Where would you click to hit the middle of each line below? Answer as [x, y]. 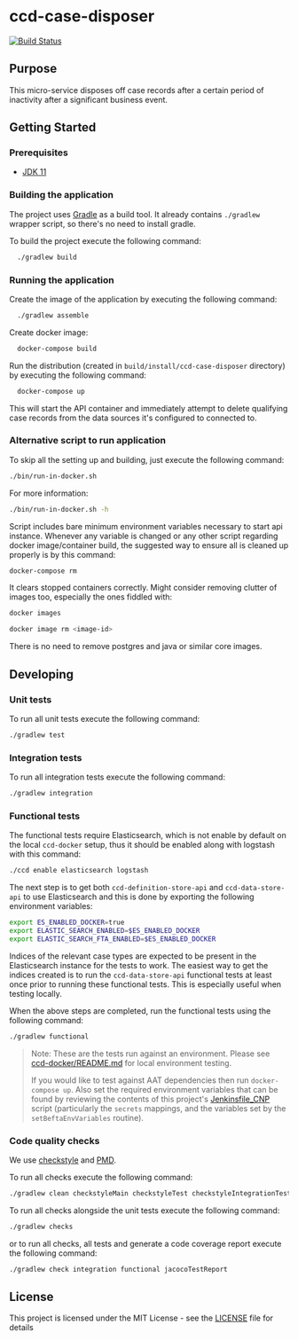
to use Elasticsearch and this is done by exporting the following [139, 897]
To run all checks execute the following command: [101, 1177]
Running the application [62, 279]
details [21, 1328]
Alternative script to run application [88, 441]
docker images [35, 614]
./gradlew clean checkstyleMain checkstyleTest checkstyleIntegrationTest [150, 1193]
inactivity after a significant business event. [89, 99]
